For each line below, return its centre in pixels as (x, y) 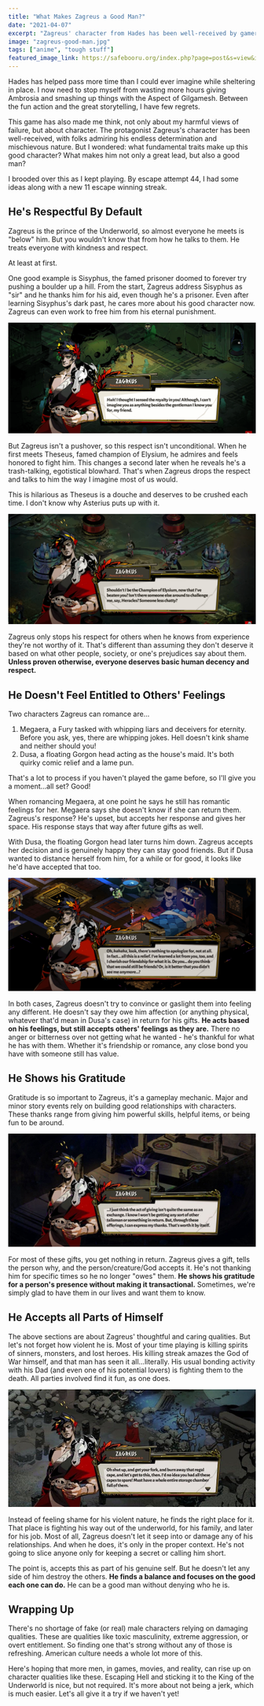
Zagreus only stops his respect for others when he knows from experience (129, 637)
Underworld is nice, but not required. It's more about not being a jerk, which (131, 1686)
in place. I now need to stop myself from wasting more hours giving (117, 90)
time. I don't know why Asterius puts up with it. (84, 503)
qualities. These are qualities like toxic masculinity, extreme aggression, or (128, 1637)
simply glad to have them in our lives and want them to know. (107, 1292)
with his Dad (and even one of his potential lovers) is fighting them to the (126, 1370)
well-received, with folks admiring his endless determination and (113, 138)
